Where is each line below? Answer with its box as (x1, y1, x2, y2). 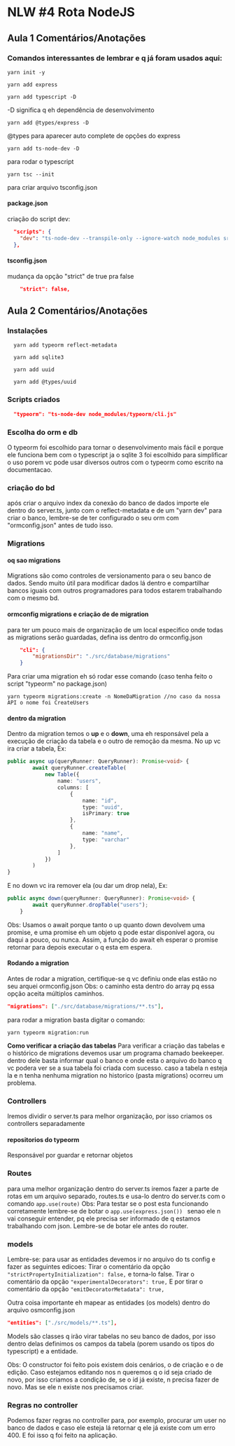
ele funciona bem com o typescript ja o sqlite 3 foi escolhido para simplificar (7, 450, 228, 459)
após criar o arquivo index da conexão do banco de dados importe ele (7, 499, 210, 508)
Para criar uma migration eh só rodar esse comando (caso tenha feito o (7, 672, 213, 681)
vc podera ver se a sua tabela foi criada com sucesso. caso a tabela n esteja (7, 1064, 228, 1072)
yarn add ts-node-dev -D (7, 145, 80, 152)
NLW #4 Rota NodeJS (7, 4, 135, 20)
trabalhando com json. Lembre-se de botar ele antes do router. (7, 1221, 189, 1230)
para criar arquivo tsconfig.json (7, 183, 98, 191)
